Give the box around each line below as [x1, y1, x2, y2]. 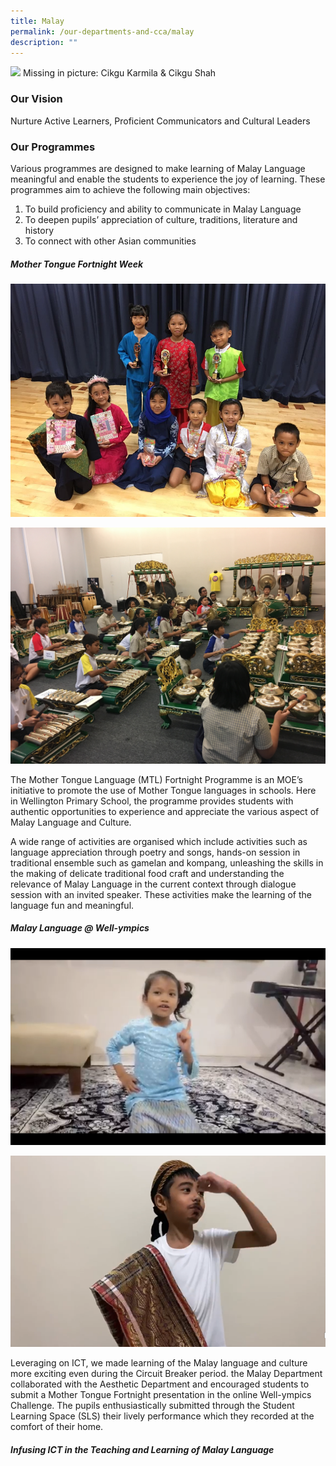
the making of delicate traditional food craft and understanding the [10, 867, 285, 879]
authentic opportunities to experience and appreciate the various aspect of [10, 805, 320, 817]
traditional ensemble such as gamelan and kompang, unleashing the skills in [10, 856, 324, 869]
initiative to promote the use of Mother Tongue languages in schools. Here [10, 784, 317, 796]
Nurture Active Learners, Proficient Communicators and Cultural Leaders [10, 115, 311, 127]
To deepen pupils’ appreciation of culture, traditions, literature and [24, 213, 298, 225]
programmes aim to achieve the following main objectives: [10, 183, 251, 195]
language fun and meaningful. [10, 899, 135, 911]
